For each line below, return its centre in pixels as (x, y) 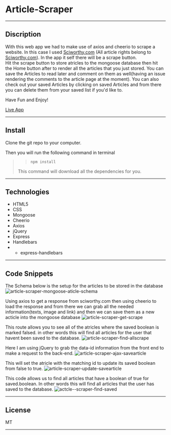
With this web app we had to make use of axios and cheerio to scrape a (80, 46)
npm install (43, 162)
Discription (23, 34)
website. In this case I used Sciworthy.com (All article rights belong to (78, 52)
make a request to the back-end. (39, 353)
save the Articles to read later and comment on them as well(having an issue (85, 74)
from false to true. (24, 369)
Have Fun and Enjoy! (27, 100)
